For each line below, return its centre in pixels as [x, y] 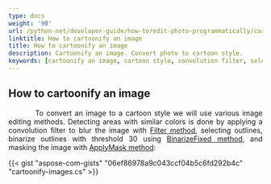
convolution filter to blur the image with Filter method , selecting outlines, [135, 130]
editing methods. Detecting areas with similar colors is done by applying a [135, 121]
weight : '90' [30, 23]
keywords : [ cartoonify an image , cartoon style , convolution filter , [128, 61]
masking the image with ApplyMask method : [82, 147]
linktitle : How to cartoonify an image [75, 38]
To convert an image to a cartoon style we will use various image [149, 113]
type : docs [27, 16]
